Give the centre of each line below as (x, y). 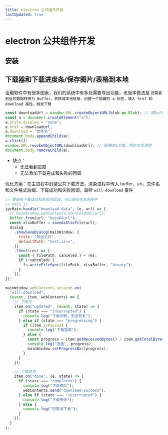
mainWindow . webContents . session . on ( (43, 288)
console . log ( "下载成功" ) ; (48, 386)
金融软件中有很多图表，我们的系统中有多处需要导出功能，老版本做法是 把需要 (84, 92)
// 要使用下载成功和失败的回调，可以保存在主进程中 (51, 199)
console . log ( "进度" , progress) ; (60, 344)
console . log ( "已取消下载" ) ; (50, 409)
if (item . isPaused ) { (46, 325)
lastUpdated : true (24, 15)
